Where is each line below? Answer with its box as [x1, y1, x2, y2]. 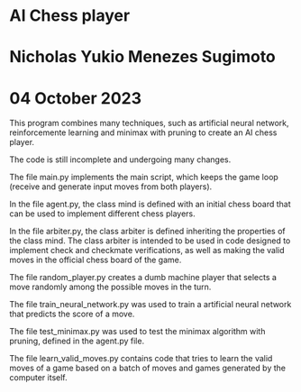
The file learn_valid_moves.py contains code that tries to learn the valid [9, 353, 273, 364]
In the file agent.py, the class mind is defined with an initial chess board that [9, 199, 291, 210]
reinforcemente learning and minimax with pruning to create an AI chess [9, 127, 278, 138]
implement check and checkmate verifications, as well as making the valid [9, 245, 286, 256]
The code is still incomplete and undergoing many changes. [9, 154, 232, 165]
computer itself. [9, 372, 68, 383]
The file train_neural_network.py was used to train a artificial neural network [9, 299, 292, 310]
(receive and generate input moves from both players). [9, 181, 213, 192]
